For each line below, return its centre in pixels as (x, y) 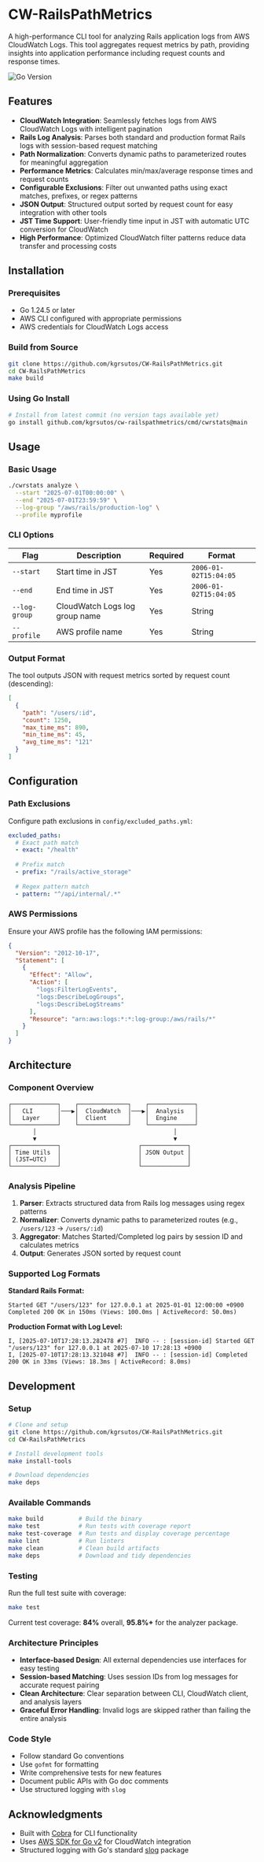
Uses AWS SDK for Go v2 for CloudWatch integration (105, 1842)
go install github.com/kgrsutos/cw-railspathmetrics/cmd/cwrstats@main (128, 422)
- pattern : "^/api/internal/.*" (68, 894)
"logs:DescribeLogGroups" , (81, 997)
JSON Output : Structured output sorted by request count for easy (126, 204)
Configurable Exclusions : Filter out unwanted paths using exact (123, 187)
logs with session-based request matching (88, 145)
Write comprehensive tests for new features (91, 1773)
